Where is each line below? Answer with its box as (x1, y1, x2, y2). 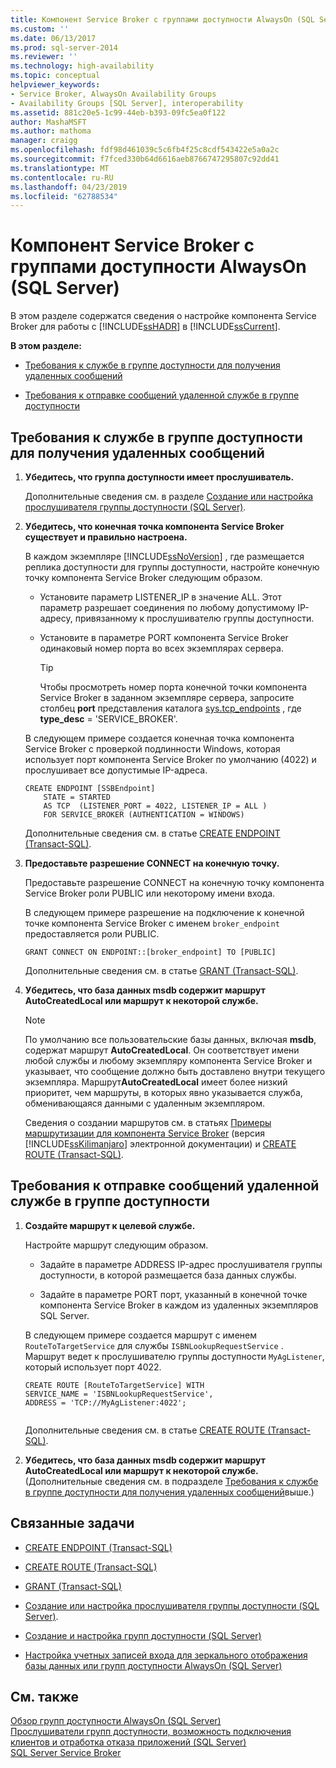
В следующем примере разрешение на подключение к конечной (24, 907, 305, 918)
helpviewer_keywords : (10, 80, 101, 90)
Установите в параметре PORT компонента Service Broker (39, 632, 289, 643)
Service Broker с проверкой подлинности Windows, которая (24, 743, 281, 755)
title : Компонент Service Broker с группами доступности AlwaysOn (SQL (10, 14, 315, 25)
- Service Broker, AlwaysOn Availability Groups (10, 89, 217, 99)
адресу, (39, 612, 73, 624)
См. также (10, 1689, 80, 1706)
